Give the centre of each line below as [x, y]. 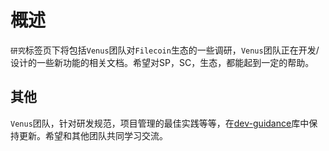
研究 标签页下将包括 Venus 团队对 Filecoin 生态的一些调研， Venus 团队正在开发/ [165, 50]
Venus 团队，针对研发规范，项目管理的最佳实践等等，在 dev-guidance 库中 [160, 123]
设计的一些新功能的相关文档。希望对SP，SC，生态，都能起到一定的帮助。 [162, 62]
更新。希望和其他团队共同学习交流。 [93, 135]
